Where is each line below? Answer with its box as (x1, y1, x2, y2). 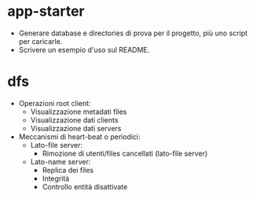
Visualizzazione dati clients (30, 115, 119, 124)
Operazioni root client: (18, 98, 91, 108)
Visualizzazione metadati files (30, 107, 127, 116)
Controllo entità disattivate (42, 181, 128, 191)
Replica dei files (42, 165, 94, 174)
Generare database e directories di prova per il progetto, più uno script (18, 28, 248, 38)
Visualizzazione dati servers (30, 123, 122, 133)
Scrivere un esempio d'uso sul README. (18, 45, 150, 54)
